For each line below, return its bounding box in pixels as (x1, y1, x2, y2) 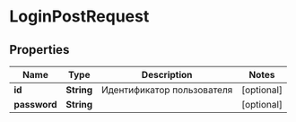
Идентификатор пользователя (101, 83, 233, 96)
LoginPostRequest (9, 6, 150, 27)
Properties (9, 42, 70, 57)
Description (141, 69, 193, 81)
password (13, 99, 57, 110)
